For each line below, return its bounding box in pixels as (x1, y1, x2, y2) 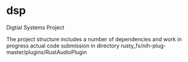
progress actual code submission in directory (6, 42, 120, 49)
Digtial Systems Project (6, 24, 65, 31)
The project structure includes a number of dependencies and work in (6, 35, 183, 43)
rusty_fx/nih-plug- (120, 42, 166, 49)
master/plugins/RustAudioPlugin (6, 48, 87, 55)
